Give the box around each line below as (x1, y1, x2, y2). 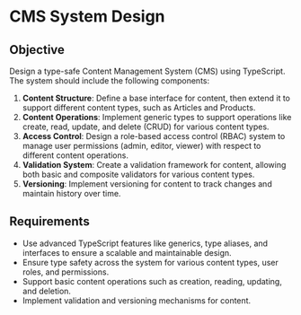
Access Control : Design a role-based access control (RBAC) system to (22, 131, 286, 141)
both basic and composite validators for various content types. (22, 169, 255, 179)
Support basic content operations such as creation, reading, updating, (22, 276, 283, 286)
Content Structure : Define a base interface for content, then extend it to (22, 92, 290, 103)
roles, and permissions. (22, 267, 110, 277)
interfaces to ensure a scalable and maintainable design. (22, 247, 232, 258)
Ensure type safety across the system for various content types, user (22, 257, 279, 267)
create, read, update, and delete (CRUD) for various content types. (22, 121, 270, 132)
